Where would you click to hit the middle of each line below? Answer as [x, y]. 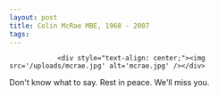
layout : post [34, 17]
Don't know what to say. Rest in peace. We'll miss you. [109, 83]
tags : [19, 34]
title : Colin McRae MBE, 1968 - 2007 [80, 26]
